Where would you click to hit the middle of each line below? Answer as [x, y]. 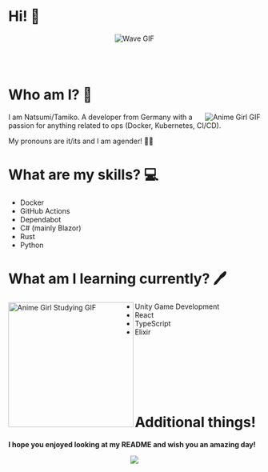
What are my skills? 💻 [83, 175]
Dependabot [40, 219]
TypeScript [153, 323]
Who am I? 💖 [50, 95]
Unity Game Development [177, 306]
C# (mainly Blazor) [50, 228]
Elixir [143, 332]
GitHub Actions [45, 210]
